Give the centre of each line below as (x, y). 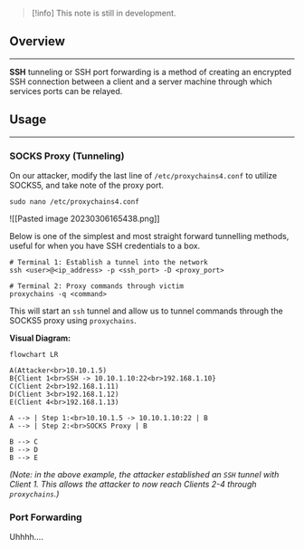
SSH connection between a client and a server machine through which (141, 82)
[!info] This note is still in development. (104, 13)
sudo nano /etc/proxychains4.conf (75, 202)
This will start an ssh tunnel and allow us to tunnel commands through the (146, 311)
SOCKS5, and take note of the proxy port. (87, 185)
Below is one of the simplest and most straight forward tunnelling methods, (149, 236)
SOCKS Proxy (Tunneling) (67, 156)
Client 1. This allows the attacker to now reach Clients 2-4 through (133, 484)
